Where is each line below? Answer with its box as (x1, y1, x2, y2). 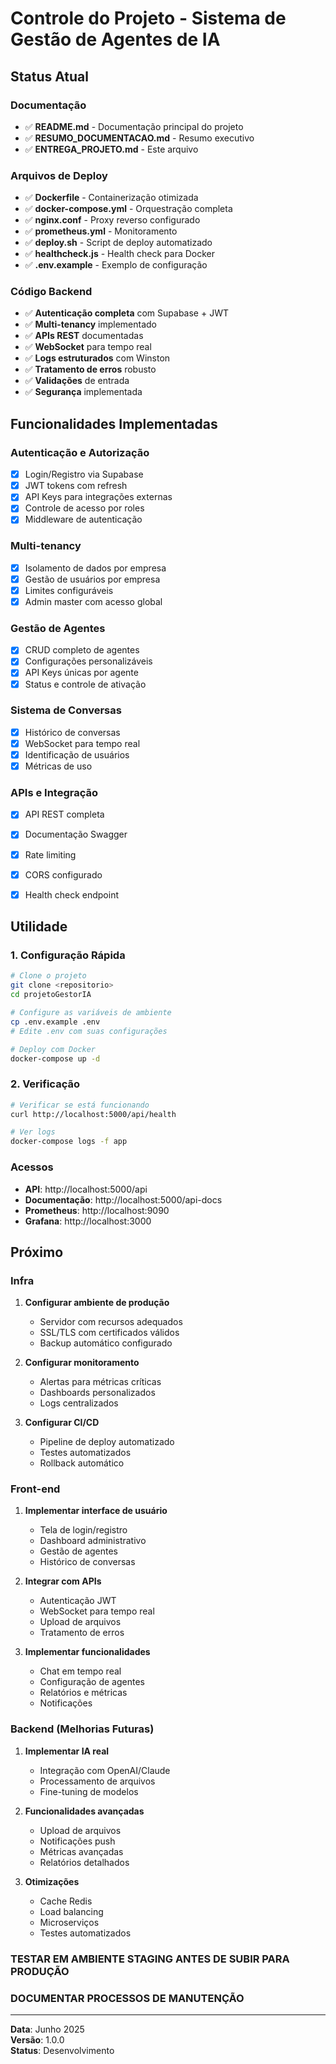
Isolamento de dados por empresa (24, 562, 167, 574)
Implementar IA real (24, 1745, 110, 1757)
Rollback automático (39, 1457, 125, 1469)
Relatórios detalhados (39, 1856, 130, 1868)
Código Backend (10, 285, 93, 299)
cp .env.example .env (10, 1017, 101, 1027)
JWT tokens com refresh (24, 480, 128, 492)
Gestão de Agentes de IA (10, 28, 221, 51)
